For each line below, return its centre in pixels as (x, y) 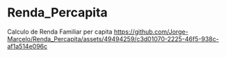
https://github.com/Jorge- (151, 32)
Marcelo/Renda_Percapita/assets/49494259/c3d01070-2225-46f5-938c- (113, 38)
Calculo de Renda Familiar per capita (60, 32)
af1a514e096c (27, 46)
